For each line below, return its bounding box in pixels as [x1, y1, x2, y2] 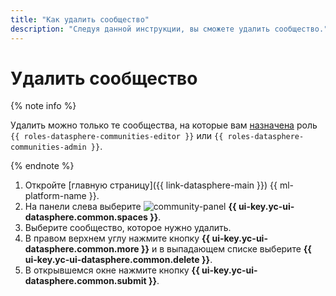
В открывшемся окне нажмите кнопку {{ [24, 264, 200, 276]
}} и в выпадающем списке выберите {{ [140, 243, 312, 255]
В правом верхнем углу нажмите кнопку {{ [24, 232, 211, 245]
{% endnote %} [10, 160, 75, 172]
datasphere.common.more [24, 243, 140, 255]
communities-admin [10, 142, 87, 153]
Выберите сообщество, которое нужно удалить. [24, 222, 232, 234]
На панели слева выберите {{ [24, 201, 237, 213]
